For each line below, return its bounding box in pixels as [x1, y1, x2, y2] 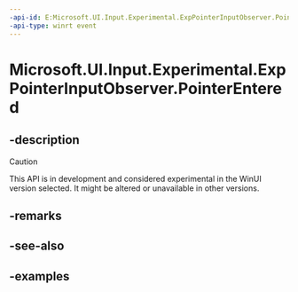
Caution [9, 156, 38, 167]
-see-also [9, 239, 65, 254]
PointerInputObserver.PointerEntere [9, 78, 282, 99]
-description [9, 132, 80, 147]
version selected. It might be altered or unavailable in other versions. [9, 183, 260, 193]
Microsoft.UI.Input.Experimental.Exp [9, 59, 286, 80]
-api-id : [9, 12, 42, 22]
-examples [9, 268, 70, 284]
